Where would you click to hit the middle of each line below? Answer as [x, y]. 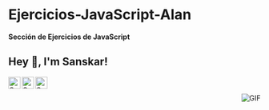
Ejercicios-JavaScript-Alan [100, 15]
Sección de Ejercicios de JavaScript [69, 37]
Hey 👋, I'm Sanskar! [58, 62]
